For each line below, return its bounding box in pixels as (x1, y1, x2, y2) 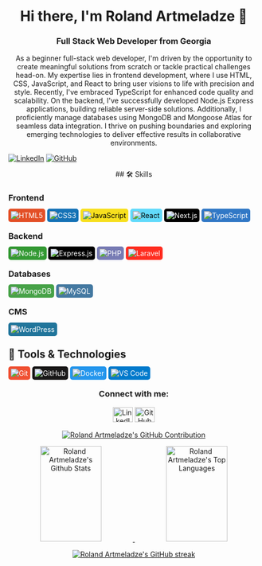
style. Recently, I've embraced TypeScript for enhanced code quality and (14, 88, 254, 97)
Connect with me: (98, 388, 170, 400)
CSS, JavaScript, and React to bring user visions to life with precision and (13, 79, 255, 88)
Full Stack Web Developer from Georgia (56, 36, 212, 47)
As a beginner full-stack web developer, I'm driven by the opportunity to (15, 53, 252, 63)
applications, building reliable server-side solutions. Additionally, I (26, 104, 241, 114)
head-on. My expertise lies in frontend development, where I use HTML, (15, 71, 252, 80)
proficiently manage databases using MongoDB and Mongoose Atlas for (15, 113, 252, 123)
